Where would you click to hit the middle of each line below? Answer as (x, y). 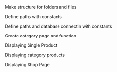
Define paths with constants (34, 17)
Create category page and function (41, 36)
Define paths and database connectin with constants (58, 26)
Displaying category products (35, 55)
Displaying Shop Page (28, 64)
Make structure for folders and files (41, 7)
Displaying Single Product (31, 45)
